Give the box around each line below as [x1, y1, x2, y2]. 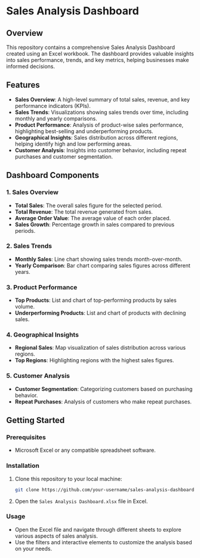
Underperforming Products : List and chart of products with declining [14, 309, 186, 317]
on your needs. [14, 545, 53, 552]
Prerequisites [6, 433, 46, 441]
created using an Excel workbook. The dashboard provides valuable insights [6, 50, 194, 57]
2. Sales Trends [6, 242, 53, 250]
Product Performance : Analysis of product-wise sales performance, [14, 121, 184, 128]
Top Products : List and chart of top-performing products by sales [14, 297, 177, 304]
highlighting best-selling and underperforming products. [14, 127, 153, 135]
